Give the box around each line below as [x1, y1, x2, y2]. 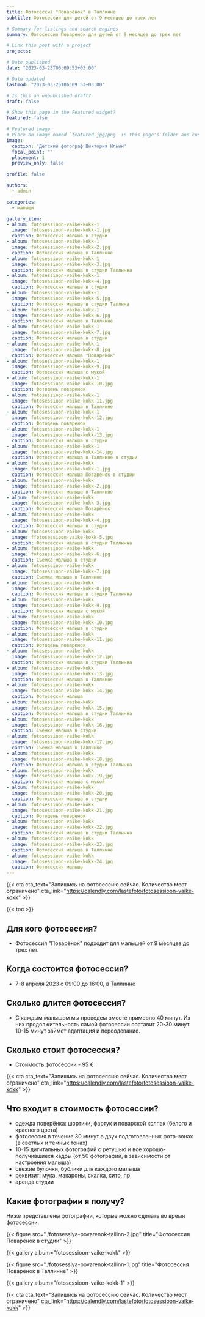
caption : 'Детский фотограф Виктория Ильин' [12, 143, 127, 149]
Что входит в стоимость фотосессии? [6, 1104, 159, 1114]
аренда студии [15, 1178, 54, 1185]
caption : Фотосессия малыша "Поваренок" [12, 352, 116, 358]
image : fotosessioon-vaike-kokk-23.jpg [12, 841, 113, 847]
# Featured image [6, 126, 51, 132]
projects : [6, 48, 32, 54]
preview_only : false [12, 160, 64, 166]
